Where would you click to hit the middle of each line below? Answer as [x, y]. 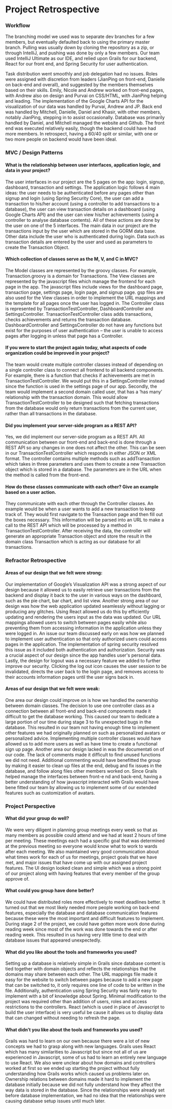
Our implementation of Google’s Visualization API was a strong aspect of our [86, 584]
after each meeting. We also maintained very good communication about [82, 851]
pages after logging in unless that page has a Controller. [64, 336]
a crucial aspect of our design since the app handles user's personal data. [83, 655]
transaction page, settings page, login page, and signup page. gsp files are [84, 292]
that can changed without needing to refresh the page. [63, 1018]
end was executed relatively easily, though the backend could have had [81, 128]
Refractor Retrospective [36, 561]
